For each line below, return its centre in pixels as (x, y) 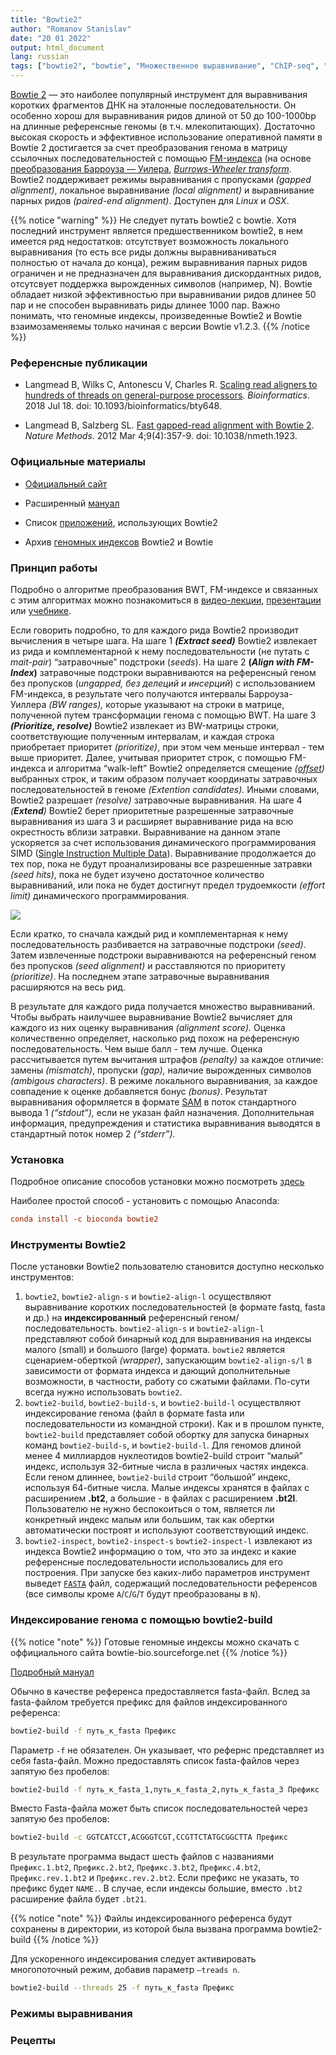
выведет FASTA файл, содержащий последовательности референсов (171, 1583)
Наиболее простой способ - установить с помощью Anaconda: (145, 1201)
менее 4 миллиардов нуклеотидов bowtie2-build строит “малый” (163, 1456)
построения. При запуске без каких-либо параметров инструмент (167, 1573)
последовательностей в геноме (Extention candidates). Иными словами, (165, 789)
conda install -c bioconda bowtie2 (84, 1219)
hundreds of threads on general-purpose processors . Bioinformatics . (167, 395)
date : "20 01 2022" (51, 38)
